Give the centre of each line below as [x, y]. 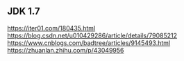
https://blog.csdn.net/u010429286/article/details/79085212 [92, 35]
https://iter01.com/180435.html [51, 28]
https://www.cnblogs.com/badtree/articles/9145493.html [89, 43]
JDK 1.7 [24, 11]
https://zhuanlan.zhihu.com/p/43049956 [66, 50]
